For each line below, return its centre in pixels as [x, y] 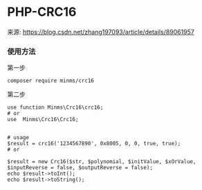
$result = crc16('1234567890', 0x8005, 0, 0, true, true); [94, 144]
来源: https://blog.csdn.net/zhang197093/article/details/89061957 [101, 32]
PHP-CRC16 [42, 12]
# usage [18, 138]
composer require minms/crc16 [51, 81]
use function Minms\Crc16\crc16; [55, 107]
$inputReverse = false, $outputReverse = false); [80, 168]
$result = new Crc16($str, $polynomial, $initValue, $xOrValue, [102, 162]
